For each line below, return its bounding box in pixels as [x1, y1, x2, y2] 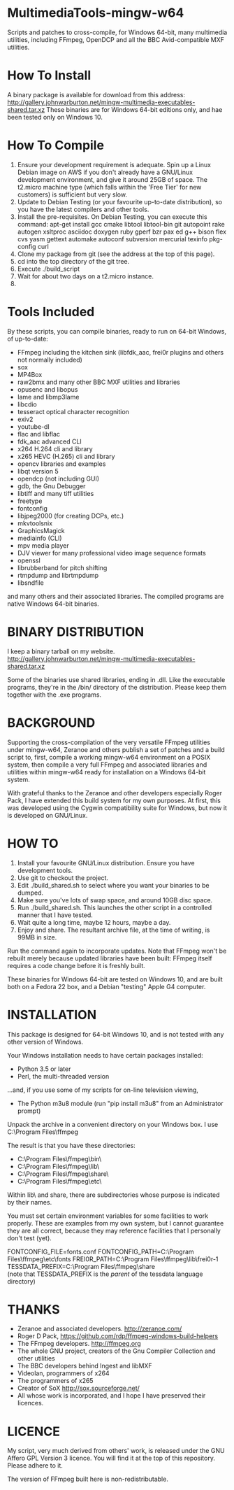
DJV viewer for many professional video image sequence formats [17, 548, 206, 557]
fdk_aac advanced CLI [17, 437, 82, 446]
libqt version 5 [17, 467, 59, 475]
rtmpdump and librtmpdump [17, 571, 99, 579]
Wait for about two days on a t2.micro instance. [17, 271, 154, 281]
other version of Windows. [7, 1037, 84, 1046]
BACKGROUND [7, 715, 96, 730]
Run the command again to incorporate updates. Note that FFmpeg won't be [7, 946, 227, 955]
